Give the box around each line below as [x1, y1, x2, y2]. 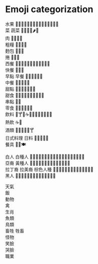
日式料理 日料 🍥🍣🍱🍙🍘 [5, 135, 49, 141]
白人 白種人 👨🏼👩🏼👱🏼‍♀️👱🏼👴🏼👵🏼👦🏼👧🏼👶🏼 [5, 154, 85, 160]
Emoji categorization [5, 4, 93, 15]
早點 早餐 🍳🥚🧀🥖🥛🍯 [5, 73, 43, 79]
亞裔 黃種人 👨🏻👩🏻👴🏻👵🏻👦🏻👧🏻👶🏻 [5, 160, 70, 166]
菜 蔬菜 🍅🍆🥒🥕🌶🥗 [5, 27, 39, 33]
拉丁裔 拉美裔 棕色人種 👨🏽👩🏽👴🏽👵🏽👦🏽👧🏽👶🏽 [5, 166, 94, 172]
